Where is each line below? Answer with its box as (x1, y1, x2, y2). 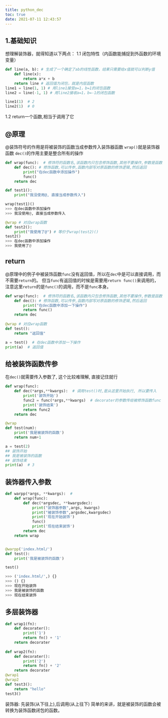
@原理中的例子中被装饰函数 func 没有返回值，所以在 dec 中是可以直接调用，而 (5, 271, 161, 277)
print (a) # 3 (5, 462, 35, 467)
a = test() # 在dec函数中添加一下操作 (5, 340, 81, 345)
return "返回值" (14, 331, 46, 336)
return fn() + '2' (23, 663, 61, 668)
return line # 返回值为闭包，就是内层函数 (14, 81, 94, 86)
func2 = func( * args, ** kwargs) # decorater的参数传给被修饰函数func (23, 398, 161, 403)
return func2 (23, 407, 50, 412)
